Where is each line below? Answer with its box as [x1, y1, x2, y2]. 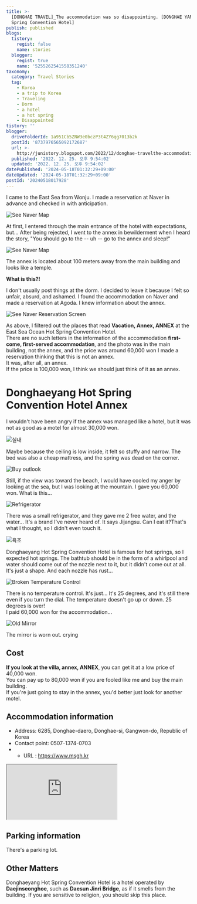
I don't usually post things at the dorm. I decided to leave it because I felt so [6, 287, 189, 294]
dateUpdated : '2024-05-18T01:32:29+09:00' [6, 172, 111, 178]
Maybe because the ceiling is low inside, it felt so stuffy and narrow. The [6, 448, 181, 455]
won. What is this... [6, 489, 52, 496]
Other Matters [6, 863, 59, 874]
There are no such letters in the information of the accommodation [6, 334, 167, 341]
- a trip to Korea [16, 90, 62, 96]
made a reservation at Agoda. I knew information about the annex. [6, 299, 166, 306]
